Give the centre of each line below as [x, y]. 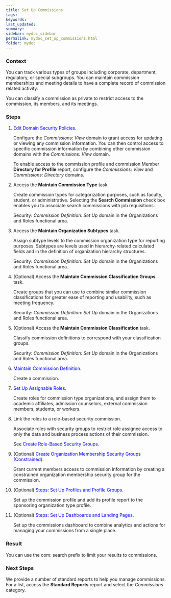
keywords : [16, 19]
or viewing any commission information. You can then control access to [88, 143]
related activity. [22, 89]
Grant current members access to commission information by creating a [89, 469]
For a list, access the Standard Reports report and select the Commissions [84, 584]
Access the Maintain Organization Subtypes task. [66, 231]
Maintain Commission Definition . [47, 368]
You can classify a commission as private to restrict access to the [75, 98]
